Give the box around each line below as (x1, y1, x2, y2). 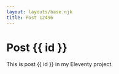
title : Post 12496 (6, 15, 53, 21)
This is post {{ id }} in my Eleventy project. (6, 61, 113, 68)
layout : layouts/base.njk (6, 8, 72, 15)
